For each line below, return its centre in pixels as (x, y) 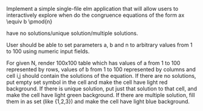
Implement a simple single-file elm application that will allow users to (92, 9)
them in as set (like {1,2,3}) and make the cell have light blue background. (98, 101)
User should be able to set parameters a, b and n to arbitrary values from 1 (99, 45)
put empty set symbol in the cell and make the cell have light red (87, 82)
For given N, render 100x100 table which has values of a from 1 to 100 (93, 63)
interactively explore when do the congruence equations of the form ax (95, 15)
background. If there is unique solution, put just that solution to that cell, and (102, 89)
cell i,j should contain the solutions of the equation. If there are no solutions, (101, 76)
